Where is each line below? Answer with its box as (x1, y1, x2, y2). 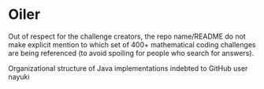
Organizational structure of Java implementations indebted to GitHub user (8, 63, 248, 72)
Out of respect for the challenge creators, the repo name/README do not (8, 32, 246, 41)
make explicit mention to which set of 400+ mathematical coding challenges (8, 39, 256, 49)
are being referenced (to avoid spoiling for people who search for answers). (8, 48, 255, 57)
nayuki (8, 72, 30, 81)
